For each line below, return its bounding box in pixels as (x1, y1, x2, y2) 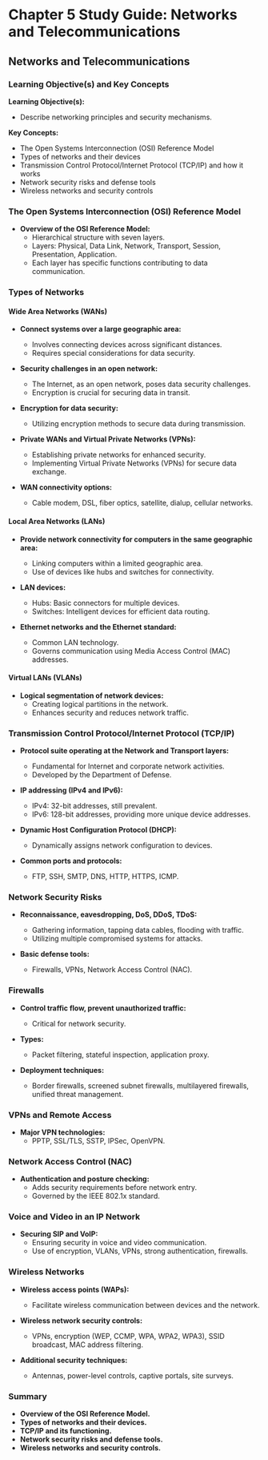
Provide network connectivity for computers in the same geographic (19, 534, 254, 544)
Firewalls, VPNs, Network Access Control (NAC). (31, 965, 193, 974)
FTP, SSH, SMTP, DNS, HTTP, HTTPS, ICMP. (31, 872, 179, 881)
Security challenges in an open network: (19, 364, 158, 373)
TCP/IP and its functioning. (19, 1426, 112, 1436)
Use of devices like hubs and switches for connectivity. (31, 567, 214, 576)
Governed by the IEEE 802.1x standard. (31, 1192, 160, 1201)
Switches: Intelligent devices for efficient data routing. (31, 607, 210, 616)
